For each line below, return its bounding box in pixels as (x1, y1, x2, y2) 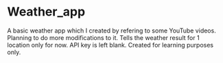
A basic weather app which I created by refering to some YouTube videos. (7, 26, 216, 35)
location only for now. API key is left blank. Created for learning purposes (7, 41, 214, 49)
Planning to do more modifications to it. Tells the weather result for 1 (7, 33, 200, 41)
